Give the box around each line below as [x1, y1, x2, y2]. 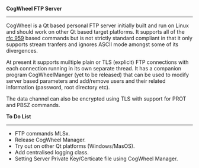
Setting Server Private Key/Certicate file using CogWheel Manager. [14, 155, 178, 162]
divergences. [6, 47, 38, 54]
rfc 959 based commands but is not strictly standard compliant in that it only [6, 35, 192, 41]
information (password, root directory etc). [6, 84, 110, 91]
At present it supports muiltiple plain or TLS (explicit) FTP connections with [6, 59, 189, 66]
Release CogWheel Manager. [14, 136, 86, 143]
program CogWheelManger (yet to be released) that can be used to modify [6, 71, 190, 78]
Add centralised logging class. [14, 149, 89, 156]
